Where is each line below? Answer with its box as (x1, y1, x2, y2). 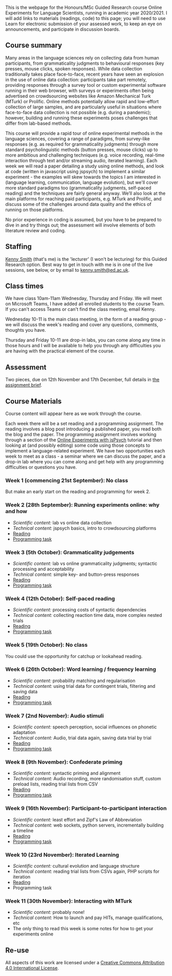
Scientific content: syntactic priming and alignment (12, 770, 121, 776)
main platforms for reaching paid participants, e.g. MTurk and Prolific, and (5, 195, 162, 202)
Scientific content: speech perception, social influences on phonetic (12, 724, 157, 730)
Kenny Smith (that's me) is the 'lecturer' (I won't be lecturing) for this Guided (5, 256, 167, 262)
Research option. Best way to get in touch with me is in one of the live (5, 261, 153, 268)
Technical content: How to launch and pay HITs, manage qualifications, (12, 914, 163, 921)
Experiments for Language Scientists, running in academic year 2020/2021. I (5, 10, 167, 16)
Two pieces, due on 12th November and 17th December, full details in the (5, 377, 160, 383)
